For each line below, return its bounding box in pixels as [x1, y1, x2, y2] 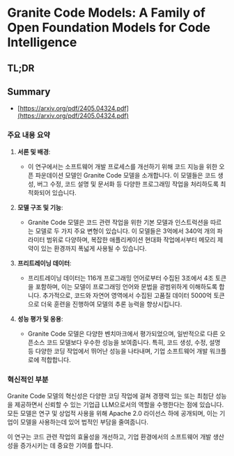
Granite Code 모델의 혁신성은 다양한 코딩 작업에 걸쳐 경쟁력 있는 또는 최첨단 [7, 391, 214, 400]
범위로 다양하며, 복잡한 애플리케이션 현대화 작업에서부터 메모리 [46, 235, 216, 244]
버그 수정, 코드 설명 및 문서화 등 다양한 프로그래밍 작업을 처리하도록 [37, 180, 219, 188]
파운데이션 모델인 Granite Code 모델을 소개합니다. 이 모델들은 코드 [35, 171, 217, 179]
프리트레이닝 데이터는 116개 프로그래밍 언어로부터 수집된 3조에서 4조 [27, 274, 214, 282]
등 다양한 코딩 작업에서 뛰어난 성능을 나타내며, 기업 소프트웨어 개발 [27, 347, 208, 355]
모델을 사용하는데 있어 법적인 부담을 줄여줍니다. [19, 418, 148, 426]
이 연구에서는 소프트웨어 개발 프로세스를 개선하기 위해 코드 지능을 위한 [27, 162, 218, 171]
